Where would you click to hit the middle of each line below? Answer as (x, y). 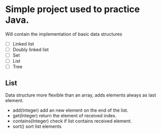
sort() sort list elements (37, 126)
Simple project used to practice (73, 9)
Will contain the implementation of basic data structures (64, 34)
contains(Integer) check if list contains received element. (72, 121)
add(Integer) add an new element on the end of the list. (70, 110)
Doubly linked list (31, 50)
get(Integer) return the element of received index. (65, 116)
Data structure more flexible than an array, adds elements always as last (81, 95)
